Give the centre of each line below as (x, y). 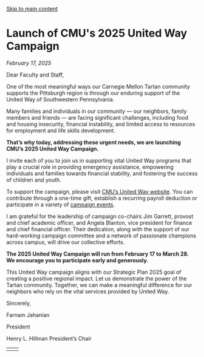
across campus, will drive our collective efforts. (66, 242)
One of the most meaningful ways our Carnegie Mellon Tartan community (98, 86)
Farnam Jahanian (28, 314)
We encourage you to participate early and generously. (77, 260)
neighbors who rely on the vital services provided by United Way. (88, 291)
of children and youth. (34, 180)
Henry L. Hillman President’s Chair (49, 338)
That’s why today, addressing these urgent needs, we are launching (93, 142)
